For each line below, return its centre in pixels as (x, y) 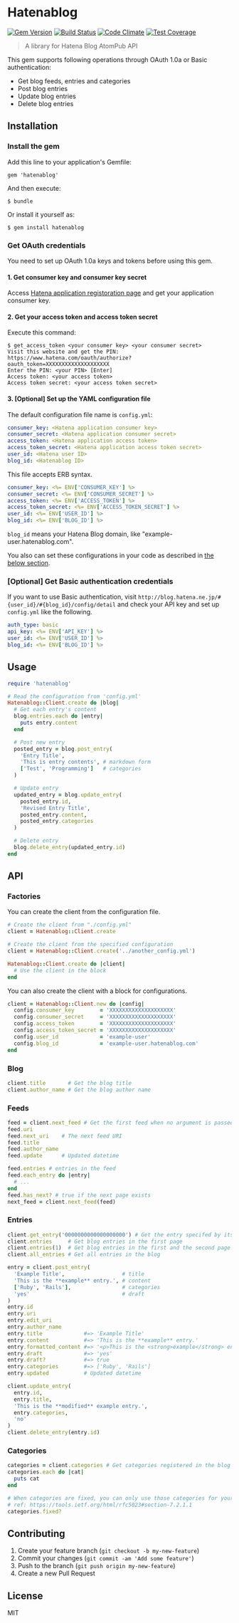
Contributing (36, 1534)
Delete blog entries (46, 103)
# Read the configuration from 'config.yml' (74, 696)
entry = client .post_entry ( (49, 1268)
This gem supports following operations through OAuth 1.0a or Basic (107, 59)
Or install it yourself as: (41, 214)
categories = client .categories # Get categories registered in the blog (119, 1466)
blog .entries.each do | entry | (58, 716)
